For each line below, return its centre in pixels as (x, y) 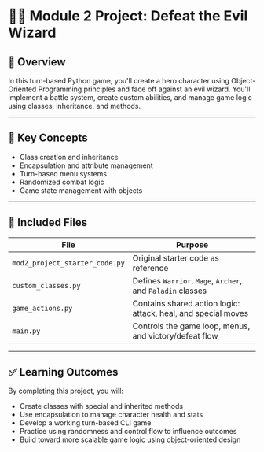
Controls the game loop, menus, (191, 326)
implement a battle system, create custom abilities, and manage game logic (130, 97)
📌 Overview (37, 62)
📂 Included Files (48, 222)
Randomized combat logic (62, 182)
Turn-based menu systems (63, 173)
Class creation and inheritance (69, 157)
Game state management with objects (81, 190)
